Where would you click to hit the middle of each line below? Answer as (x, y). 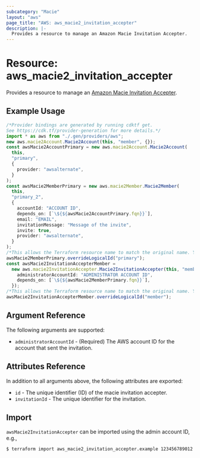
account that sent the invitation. (54, 348)
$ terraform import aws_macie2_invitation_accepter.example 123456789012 (100, 449)
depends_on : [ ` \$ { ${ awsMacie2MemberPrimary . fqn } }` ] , (84, 280)
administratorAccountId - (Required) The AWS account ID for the (95, 341)
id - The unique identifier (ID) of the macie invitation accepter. (91, 392)
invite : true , (34, 230)
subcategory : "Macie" (33, 12)
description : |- (26, 28)
